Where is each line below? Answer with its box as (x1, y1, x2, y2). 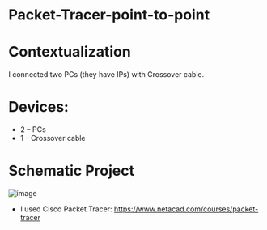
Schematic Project (8, 162, 135, 180)
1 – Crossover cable (19, 134, 87, 143)
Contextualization (8, 43, 131, 62)
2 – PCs (19, 125, 46, 134)
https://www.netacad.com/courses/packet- (113, 204, 259, 214)
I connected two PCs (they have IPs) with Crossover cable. (8, 70, 205, 79)
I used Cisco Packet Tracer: (19, 204, 112, 214)
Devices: (8, 98, 69, 117)
